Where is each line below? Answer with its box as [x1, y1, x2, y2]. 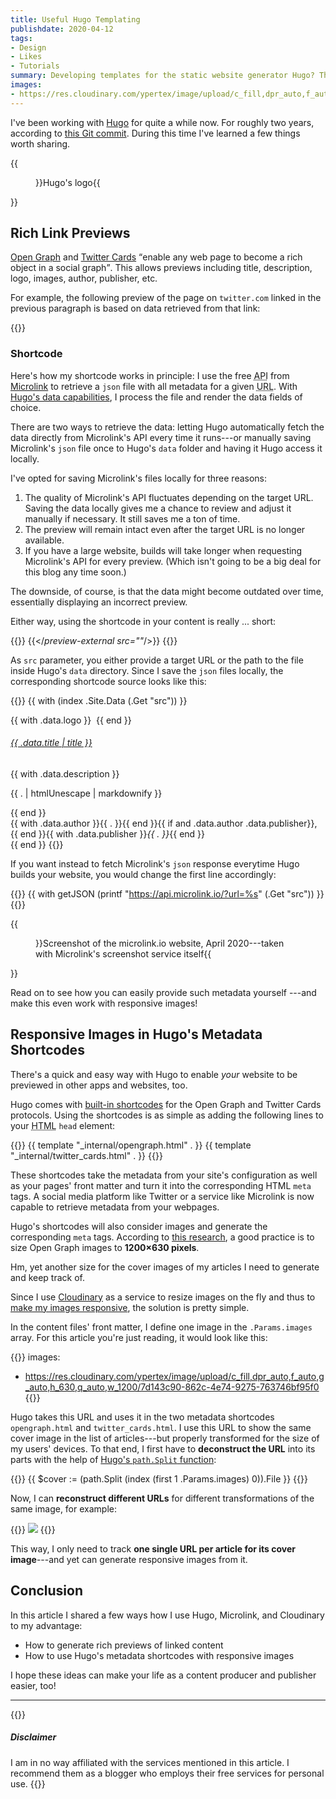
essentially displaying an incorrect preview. [10, 596, 188, 608]
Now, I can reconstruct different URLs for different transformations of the [10, 1492, 315, 1504]
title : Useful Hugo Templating [10, 14, 141, 25]
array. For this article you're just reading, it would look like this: [10, 1331, 268, 1343]
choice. [10, 401, 42, 413]
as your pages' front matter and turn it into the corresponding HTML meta [10, 1179, 312, 1191]
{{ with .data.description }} [10, 767, 120, 780]
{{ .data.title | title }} [10, 737, 93, 749]
